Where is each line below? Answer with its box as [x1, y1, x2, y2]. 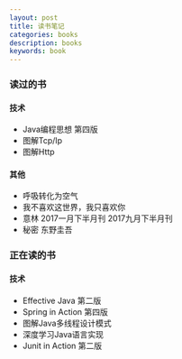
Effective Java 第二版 [22, 295, 102, 306]
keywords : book [9, 47, 67, 56]
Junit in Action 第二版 [22, 340, 103, 351]
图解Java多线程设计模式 [22, 318, 113, 328]
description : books [9, 38, 83, 48]
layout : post [9, 13, 59, 23]
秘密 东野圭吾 [22, 225, 73, 235]
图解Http [22, 146, 56, 158]
